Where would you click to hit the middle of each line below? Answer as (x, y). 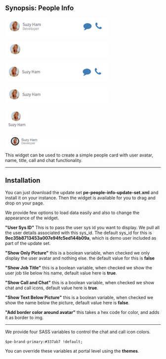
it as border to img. (24, 317)
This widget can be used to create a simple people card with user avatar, (79, 155)
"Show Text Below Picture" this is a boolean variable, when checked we (79, 297)
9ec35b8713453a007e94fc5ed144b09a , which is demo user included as (81, 238)
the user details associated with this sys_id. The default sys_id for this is (79, 233)
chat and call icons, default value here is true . (52, 288)
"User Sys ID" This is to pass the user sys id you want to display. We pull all (82, 227)
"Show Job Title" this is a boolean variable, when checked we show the (79, 267)
